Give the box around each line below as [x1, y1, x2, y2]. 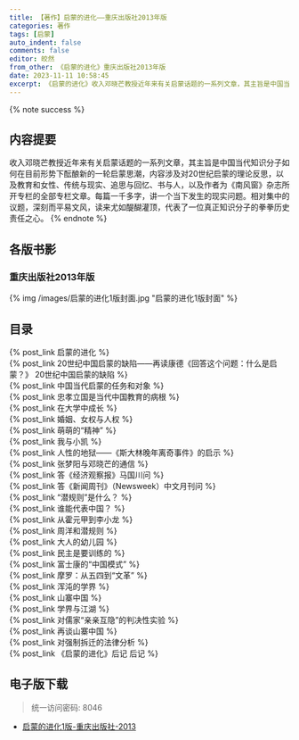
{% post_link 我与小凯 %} [9, 436, 102, 446]
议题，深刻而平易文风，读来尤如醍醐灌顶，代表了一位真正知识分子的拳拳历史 [9, 202, 290, 212]
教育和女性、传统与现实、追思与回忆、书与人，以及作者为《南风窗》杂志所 [16, 179, 290, 190]
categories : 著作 [9, 21, 71, 30]
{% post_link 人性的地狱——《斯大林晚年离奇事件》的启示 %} [9, 447, 234, 458]
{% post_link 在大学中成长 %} [9, 403, 117, 413]
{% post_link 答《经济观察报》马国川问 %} [9, 470, 165, 480]
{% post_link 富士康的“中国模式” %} [9, 559, 141, 570]
